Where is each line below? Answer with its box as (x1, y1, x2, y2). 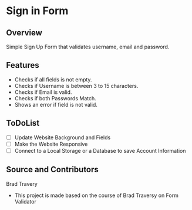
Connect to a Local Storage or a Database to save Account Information (14, 147, 186, 154)
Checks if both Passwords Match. (14, 94, 97, 101)
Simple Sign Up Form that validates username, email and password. (6, 43, 170, 50)
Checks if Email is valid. (14, 88, 72, 96)
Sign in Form (6, 4, 69, 18)
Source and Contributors (6, 165, 99, 175)
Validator (14, 198, 36, 205)
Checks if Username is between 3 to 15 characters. (14, 82, 139, 89)
